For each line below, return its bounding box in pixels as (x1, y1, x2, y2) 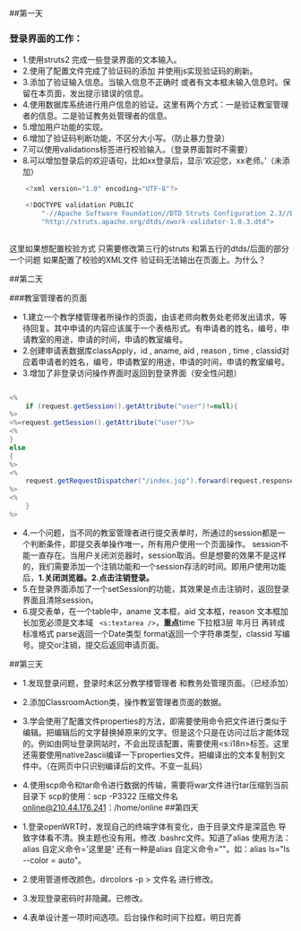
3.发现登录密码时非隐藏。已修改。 (21, 892, 148, 903)
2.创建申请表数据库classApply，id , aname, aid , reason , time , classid (21, 344, 282, 356)
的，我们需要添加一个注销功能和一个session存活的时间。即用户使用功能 (21, 561, 287, 571)
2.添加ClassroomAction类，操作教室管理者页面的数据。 (21, 696, 227, 707)
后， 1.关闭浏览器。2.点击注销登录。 (21, 572, 155, 583)
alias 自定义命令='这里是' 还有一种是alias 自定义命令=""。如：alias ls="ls (21, 843, 290, 854)
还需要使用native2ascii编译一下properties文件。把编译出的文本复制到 (21, 749, 278, 760)
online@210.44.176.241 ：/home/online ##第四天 (21, 802, 199, 813)
